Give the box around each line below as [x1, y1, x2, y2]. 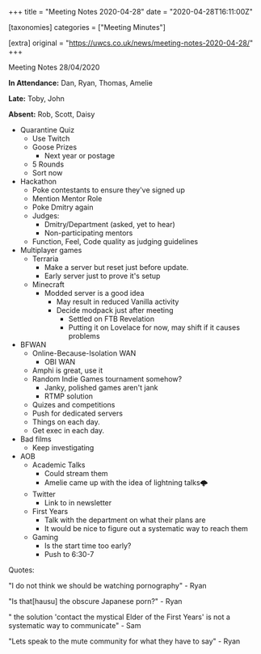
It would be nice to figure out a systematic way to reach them [44, 524, 249, 533]
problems [68, 331, 100, 340]
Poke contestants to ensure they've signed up [32, 185, 186, 195]
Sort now [32, 168, 63, 177]
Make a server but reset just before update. [44, 263, 189, 272]
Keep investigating [32, 443, 95, 452]
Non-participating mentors [44, 228, 133, 238]
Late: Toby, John [8, 94, 65, 103]
